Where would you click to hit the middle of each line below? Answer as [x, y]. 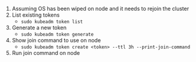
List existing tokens [36, 15]
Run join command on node [46, 53]
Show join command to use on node [56, 40]
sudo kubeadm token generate [57, 35]
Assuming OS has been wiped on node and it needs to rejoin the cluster [100, 9]
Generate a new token [39, 27]
